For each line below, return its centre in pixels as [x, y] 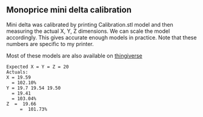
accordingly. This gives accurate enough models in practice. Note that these [101, 37]
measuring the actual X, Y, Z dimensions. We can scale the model [88, 31]
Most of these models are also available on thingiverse [74, 55]
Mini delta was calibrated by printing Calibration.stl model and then [90, 24]
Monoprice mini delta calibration [69, 10]
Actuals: [17, 72]
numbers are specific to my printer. [50, 44]
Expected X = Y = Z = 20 [38, 67]
